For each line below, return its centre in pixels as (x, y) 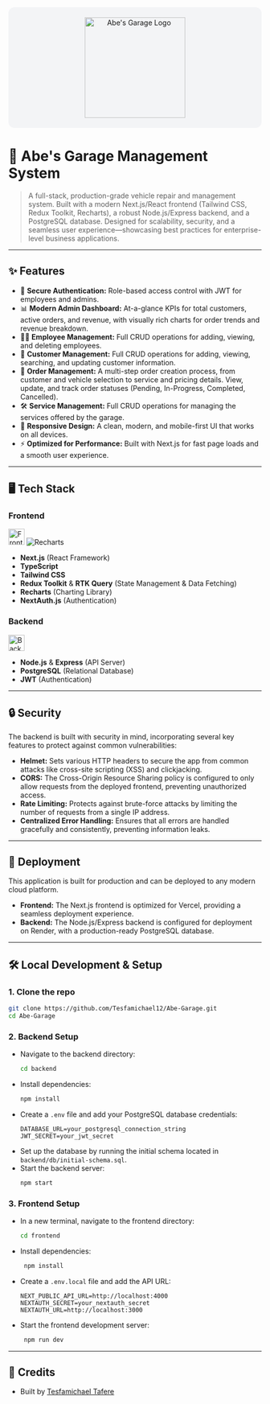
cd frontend (40, 1236)
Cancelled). (39, 397)
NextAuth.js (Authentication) (68, 601)
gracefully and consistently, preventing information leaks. (115, 829)
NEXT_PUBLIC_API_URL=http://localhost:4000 (94, 1296)
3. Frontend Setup (44, 1204)
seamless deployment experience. (77, 914)
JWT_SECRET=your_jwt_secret (67, 1136)
